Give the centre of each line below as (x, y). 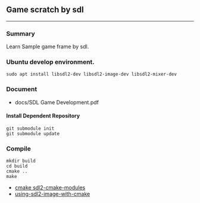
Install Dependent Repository (43, 116)
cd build (17, 166)
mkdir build (21, 161)
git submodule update (33, 133)
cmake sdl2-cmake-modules (50, 188)
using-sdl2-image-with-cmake (52, 194)
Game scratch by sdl (45, 10)
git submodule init (30, 128)
